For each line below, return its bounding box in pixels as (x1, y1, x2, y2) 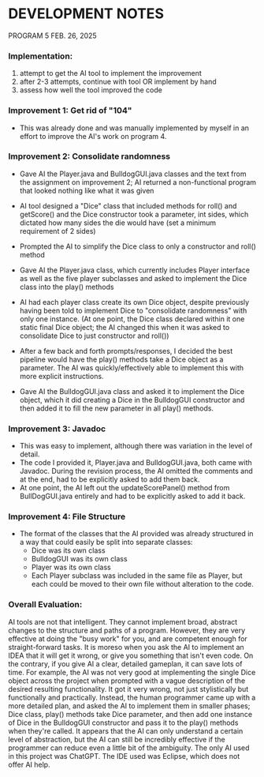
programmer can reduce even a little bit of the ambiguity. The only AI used (8, 743, 250, 753)
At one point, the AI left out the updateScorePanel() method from (19, 483, 230, 493)
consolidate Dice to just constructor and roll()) (19, 331, 169, 340)
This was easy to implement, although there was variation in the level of (19, 441, 253, 451)
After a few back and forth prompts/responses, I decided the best (19, 346, 233, 355)
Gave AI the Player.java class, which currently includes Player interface (19, 265, 251, 275)
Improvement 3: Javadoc (8, 423, 106, 434)
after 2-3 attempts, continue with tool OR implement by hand (19, 77, 217, 87)
